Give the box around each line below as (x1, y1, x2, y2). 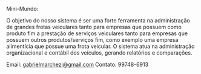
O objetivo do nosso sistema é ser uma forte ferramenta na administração (6, 17, 190, 24)
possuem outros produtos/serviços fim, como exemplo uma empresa (6, 36, 179, 43)
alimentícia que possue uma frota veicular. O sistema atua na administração (6, 42, 195, 50)
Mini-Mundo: (6, 5, 39, 12)
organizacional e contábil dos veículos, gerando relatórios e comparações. (6, 49, 193, 56)
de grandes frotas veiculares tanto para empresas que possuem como (6, 24, 182, 30)
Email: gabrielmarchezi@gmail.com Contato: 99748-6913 (6, 61, 149, 68)
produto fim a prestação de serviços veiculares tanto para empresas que (6, 30, 188, 37)
